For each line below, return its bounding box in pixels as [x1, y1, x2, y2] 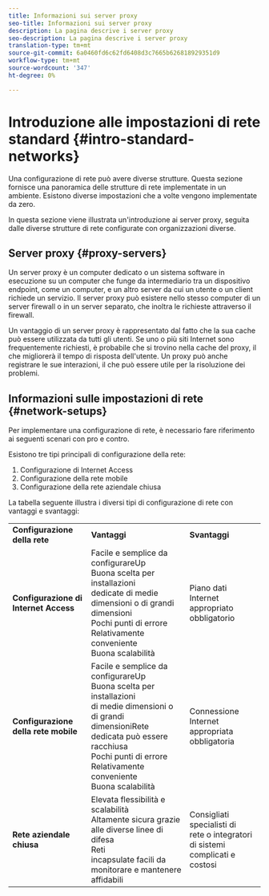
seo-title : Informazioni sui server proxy [8, 19, 152, 27]
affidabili [90, 874, 124, 886]
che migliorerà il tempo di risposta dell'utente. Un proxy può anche [8, 351, 228, 361]
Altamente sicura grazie [90, 814, 181, 825]
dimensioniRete [90, 721, 150, 732]
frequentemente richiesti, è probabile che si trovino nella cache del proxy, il [8, 343, 257, 353]
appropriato [189, 602, 234, 614]
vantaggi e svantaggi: [8, 506, 80, 516]
